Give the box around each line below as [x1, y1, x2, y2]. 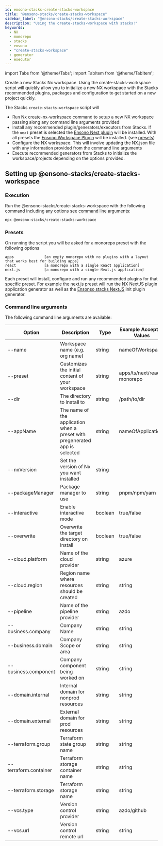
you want [60, 469, 81, 476]
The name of [60, 407, 89, 414]
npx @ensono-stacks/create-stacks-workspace [5, 217, 97, 222]
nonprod [60, 695, 80, 701]
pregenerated [60, 437, 91, 444]
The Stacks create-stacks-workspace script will [5, 105, 99, 110]
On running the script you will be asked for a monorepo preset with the [5, 240, 147, 246]
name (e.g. [60, 347, 85, 353]
